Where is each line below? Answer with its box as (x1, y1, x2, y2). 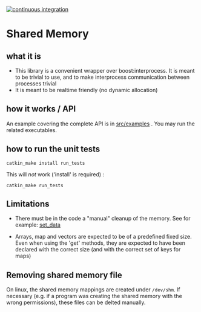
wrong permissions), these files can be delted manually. (6, 299, 146, 306)
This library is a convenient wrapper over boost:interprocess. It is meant (15, 67, 195, 74)
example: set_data (15, 221, 61, 228)
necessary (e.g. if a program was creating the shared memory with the (6, 293, 183, 300)
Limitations (6, 199, 50, 209)
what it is (6, 51, 41, 61)
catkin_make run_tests (6, 182, 64, 188)
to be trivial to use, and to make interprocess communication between (15, 73, 190, 81)
